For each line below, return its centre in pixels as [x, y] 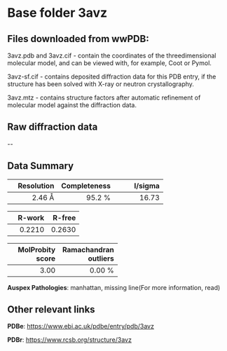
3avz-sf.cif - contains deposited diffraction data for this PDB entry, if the [112, 76]
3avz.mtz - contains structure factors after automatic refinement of [104, 97]
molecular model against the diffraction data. [72, 105]
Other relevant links [51, 310]
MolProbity [37, 249]
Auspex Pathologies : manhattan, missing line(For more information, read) [114, 287]
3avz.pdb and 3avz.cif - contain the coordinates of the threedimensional [112, 55]
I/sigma [147, 186]
